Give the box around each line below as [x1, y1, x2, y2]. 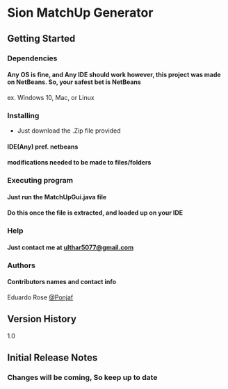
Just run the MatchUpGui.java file [7, 192, 107, 201]
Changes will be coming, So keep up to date [7, 373, 158, 383]
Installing [7, 110, 40, 120]
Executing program [7, 176, 74, 185]
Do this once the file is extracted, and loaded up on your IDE [7, 208, 183, 217]
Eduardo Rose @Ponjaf [7, 293, 74, 301]
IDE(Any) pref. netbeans [7, 142, 79, 151]
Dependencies [7, 53, 58, 63]
